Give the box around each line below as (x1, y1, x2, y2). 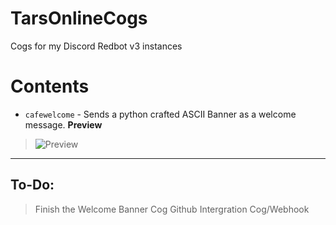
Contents (10, 75, 90, 98)
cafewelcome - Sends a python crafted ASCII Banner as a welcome (24, 108, 297, 120)
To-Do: (10, 177, 55, 194)
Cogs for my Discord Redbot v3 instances (10, 40, 183, 52)
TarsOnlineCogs (10, 7, 148, 30)
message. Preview (24, 118, 103, 131)
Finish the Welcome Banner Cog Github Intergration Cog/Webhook (34, 203, 310, 215)
